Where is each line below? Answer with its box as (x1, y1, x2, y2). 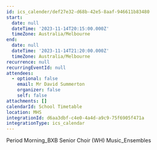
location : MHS (6, 109, 42, 115)
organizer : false (17, 87, 61, 93)
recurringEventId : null (6, 64, 66, 71)
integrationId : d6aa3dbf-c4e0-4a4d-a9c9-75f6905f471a (6, 115, 145, 121)
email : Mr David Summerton (17, 82, 85, 88)
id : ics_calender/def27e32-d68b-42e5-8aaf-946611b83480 (6, 8, 150, 15)
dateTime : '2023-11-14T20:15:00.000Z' (11, 25, 110, 32)
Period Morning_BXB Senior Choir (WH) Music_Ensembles (6, 137, 152, 144)
